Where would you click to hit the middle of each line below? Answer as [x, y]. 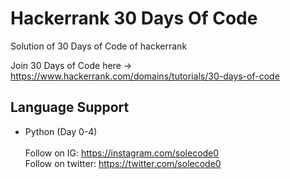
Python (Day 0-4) [61, 131]
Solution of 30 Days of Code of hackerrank [99, 46]
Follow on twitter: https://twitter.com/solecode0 [123, 163]
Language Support [70, 107]
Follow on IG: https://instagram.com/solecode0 [122, 153]
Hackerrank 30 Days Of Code [134, 18]
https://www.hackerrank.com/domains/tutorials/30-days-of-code [145, 76]
